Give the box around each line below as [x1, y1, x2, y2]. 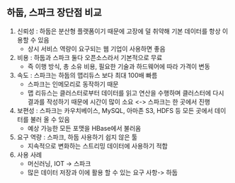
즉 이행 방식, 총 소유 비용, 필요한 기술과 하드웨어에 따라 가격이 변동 [27, 62, 210, 71]
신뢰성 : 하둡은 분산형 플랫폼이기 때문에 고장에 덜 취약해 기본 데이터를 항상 [16, 27, 221, 35]
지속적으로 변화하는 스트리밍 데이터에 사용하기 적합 [27, 141, 168, 150]
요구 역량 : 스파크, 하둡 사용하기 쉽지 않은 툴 [16, 133, 138, 141]
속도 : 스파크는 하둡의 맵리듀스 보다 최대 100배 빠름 [16, 71, 158, 79]
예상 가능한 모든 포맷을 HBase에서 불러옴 [27, 124, 142, 132]
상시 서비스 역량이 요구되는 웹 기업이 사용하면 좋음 [27, 45, 166, 53]
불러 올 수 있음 [30, 115, 70, 124]
